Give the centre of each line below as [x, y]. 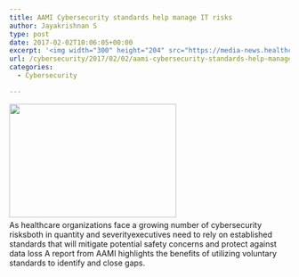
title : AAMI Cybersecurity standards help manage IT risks [121, 17]
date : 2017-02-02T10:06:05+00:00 [71, 42]
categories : [31, 68]
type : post [29, 34]
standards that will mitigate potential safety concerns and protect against [143, 244]
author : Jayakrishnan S [53, 26]
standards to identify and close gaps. [77, 263]
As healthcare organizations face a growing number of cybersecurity [136, 224]
